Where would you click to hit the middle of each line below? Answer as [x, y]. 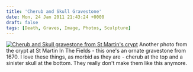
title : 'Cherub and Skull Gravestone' [54, 11]
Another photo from [163, 44]
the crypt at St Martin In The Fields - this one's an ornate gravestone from [96, 51]
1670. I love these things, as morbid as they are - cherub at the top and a [95, 57]
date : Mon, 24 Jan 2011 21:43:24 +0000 [55, 17]
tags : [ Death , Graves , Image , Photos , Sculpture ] [69, 28]
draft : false [22, 22]
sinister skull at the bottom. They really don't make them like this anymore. [97, 63]
